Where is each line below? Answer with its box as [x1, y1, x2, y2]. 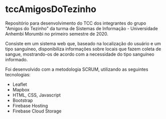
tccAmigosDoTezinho [5, 4, 97, 15]
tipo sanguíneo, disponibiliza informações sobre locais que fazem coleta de [5, 46, 161, 52]
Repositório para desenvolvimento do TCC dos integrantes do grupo [5, 20, 146, 26]
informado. [5, 56, 28, 62]
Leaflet [12, 81, 28, 87]
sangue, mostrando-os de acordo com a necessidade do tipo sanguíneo [5, 51, 154, 57]
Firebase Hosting [12, 102, 48, 108]
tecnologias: [5, 71, 31, 77]
